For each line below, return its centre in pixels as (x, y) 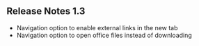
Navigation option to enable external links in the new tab (97, 27)
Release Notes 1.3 (46, 11)
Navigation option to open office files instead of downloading (104, 35)
